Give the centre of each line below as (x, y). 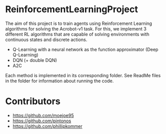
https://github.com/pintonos (42, 121)
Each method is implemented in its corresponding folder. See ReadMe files (83, 75)
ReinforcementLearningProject (72, 9)
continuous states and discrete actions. (46, 40)
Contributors (33, 101)
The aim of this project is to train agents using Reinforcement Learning (79, 23)
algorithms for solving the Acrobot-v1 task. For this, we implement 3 (76, 28)
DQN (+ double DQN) (35, 60)
